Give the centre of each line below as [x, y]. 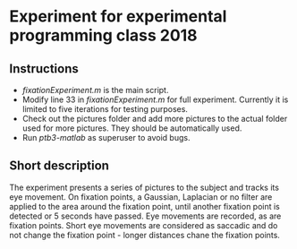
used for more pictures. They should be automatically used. [132, 128]
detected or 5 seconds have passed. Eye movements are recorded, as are [145, 216]
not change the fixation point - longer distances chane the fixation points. [144, 235]
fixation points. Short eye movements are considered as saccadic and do [144, 225]
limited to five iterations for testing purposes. [105, 109]
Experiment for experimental [118, 17]
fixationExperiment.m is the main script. [95, 90]
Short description [59, 166]
